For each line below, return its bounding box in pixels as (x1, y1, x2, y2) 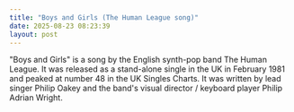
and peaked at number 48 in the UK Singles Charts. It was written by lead (9, 73, 281, 84)
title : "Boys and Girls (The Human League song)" (9, 13, 200, 22)
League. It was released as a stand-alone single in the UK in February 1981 (9, 64, 286, 74)
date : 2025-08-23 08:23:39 (9, 22, 111, 30)
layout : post (9, 30, 58, 39)
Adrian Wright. (9, 92, 63, 103)
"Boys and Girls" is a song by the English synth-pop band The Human (9, 55, 268, 65)
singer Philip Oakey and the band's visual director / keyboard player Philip (9, 82, 283, 94)
